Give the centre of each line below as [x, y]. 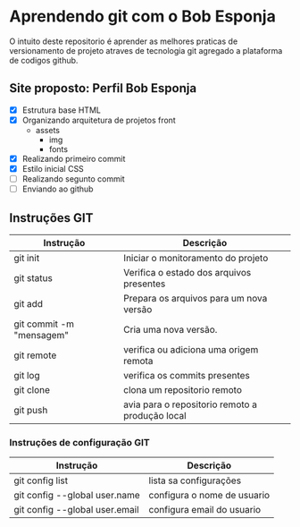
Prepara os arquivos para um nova [196, 298]
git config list [41, 480]
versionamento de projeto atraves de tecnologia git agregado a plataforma [146, 50]
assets [48, 130]
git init [27, 258]
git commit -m [44, 324]
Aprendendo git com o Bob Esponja [143, 17]
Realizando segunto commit [73, 179]
